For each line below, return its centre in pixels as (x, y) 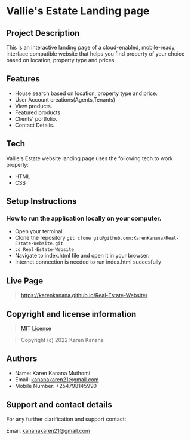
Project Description (43, 33)
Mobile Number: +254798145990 (56, 386)
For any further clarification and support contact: (66, 419)
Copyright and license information (71, 314)
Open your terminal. (39, 231)
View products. (33, 106)
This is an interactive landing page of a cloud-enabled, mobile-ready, (91, 47)
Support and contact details (59, 405)
